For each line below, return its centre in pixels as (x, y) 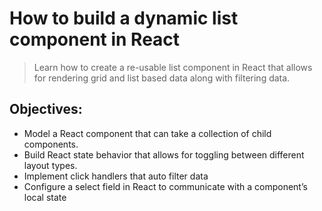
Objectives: (46, 109)
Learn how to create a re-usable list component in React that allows (173, 67)
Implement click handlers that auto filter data (116, 176)
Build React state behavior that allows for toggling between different (164, 154)
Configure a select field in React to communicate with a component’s (165, 186)
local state (45, 197)
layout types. (50, 165)
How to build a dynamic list (124, 18)
